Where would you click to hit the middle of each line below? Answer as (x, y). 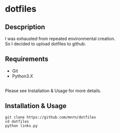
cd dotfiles (17, 121)
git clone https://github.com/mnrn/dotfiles (51, 117)
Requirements (27, 59)
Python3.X (22, 76)
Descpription (25, 27)
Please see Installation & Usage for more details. (53, 91)
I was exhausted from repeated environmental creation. (60, 38)
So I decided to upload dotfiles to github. (45, 44)
